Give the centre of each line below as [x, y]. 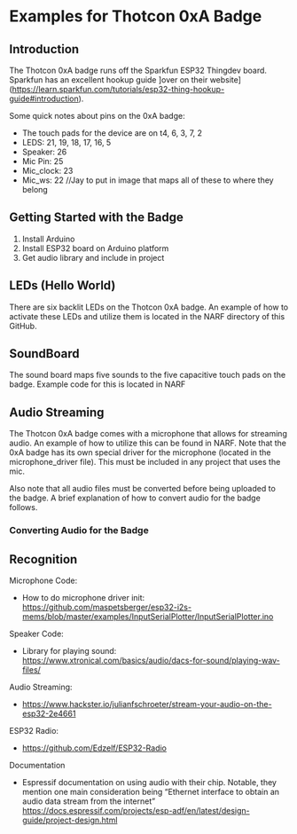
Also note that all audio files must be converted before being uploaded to [143, 489]
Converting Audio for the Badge [79, 531]
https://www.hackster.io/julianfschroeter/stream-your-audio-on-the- [147, 704]
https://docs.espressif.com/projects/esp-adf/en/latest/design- [136, 810]
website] [226, 80]
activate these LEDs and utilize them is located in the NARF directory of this [147, 316]
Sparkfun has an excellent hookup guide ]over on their [109, 80]
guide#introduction [44, 98]
